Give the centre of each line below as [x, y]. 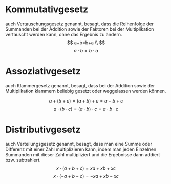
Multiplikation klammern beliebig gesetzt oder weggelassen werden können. [86, 91]
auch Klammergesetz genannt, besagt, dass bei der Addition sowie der [80, 85]
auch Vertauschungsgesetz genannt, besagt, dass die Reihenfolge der [80, 24]
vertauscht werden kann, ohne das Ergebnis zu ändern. [64, 34]
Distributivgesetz [43, 130]
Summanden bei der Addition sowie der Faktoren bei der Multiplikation [80, 29]
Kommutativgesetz [47, 9]
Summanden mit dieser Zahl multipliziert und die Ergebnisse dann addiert [83, 154]
